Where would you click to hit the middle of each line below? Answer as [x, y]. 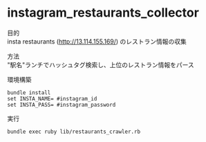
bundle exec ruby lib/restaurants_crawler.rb [74, 132]
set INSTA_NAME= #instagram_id [52, 98]
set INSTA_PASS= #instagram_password [62, 105]
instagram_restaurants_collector [103, 13]
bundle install [29, 92]
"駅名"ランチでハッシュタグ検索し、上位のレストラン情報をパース [101, 64]
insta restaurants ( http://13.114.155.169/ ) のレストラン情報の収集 [97, 41]
